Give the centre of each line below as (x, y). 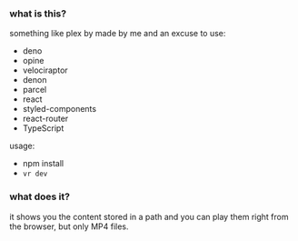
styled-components (60, 109)
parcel (35, 90)
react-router (45, 119)
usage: (22, 146)
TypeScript (43, 128)
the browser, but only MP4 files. (69, 226)
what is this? (38, 14)
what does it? (40, 196)
